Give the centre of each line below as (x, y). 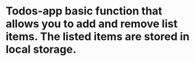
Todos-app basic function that (84, 11)
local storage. (41, 50)
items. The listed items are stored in (97, 37)
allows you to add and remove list (92, 24)
